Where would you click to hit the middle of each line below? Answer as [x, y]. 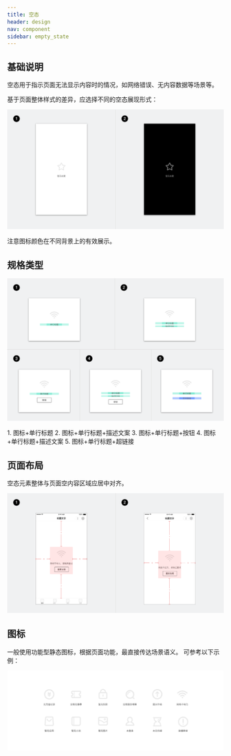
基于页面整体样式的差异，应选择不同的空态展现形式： [82, 99]
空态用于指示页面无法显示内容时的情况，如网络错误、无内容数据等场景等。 [112, 85]
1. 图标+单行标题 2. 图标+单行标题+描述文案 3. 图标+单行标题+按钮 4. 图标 [112, 433]
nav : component [29, 29]
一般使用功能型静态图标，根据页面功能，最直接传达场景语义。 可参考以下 [110, 652]
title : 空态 [23, 14]
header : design [29, 22]
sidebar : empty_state [38, 37]
